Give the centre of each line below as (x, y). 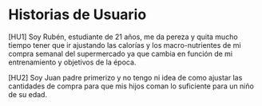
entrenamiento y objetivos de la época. (72, 62)
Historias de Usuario (77, 15)
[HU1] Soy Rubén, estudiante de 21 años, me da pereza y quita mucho (123, 37)
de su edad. (28, 94)
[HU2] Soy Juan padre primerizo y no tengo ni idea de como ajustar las (125, 77)
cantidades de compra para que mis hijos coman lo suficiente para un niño (131, 86)
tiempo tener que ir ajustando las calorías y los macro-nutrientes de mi (125, 45)
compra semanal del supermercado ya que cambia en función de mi (121, 53)
